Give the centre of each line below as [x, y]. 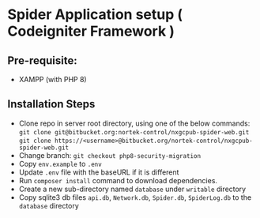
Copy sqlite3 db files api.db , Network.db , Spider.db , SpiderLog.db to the [135, 197]
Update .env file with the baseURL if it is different [99, 172]
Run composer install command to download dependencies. [118, 180]
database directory [49, 205]
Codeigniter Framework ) [91, 31]
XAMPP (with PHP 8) [53, 79]
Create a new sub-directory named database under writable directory [132, 189]
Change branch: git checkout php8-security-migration [110, 155]
